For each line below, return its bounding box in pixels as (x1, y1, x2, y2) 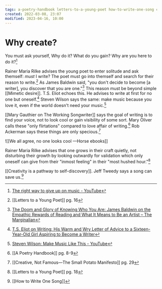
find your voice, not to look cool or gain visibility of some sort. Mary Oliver (5, 117, 152, 122)
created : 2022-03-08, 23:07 (5, 12, 62, 16)
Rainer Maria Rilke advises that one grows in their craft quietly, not (5, 147, 136, 153)
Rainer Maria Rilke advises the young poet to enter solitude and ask (5, 68, 139, 74)
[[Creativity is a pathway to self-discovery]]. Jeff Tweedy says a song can (5, 168, 152, 174)
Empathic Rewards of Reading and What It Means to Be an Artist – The (12, 212, 152, 218)
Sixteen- (133, 226, 150, 232)
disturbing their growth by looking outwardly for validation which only (5, 152, 143, 158)
